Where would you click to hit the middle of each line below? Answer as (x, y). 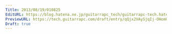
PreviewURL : (18, 19)
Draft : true (18, 24)
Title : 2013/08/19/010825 (33, 10)
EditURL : (15, 14)
